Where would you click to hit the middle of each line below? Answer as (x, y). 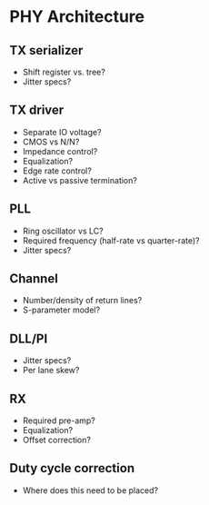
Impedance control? (60, 151)
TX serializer (46, 50)
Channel (34, 279)
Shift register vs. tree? (64, 72)
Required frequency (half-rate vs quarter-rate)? (111, 240)
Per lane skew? (51, 371)
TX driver (37, 110)
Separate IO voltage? (62, 132)
